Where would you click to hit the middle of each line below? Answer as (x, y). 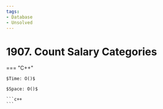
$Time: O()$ (21, 79)
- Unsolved (19, 22)
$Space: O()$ (22, 89)
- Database (19, 17)
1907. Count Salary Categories (81, 52)
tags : (13, 11)
